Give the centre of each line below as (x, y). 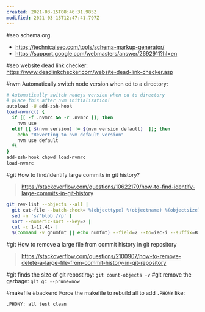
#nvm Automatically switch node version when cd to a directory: (87, 84)
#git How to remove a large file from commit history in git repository (92, 245)
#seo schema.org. (29, 35)
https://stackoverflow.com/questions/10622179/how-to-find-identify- (108, 187)
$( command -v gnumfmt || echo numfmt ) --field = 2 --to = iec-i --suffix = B (105, 233)
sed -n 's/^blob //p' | (42, 216)
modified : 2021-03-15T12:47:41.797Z (53, 18)
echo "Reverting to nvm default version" (70, 135)
